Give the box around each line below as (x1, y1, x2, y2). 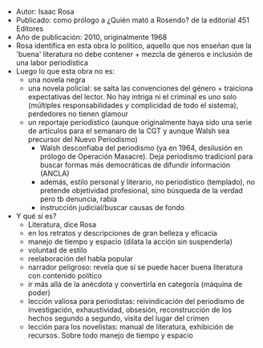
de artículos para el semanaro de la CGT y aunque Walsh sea (27, 126, 230, 136)
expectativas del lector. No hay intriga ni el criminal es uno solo (27, 92, 237, 101)
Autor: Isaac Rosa (15, 7, 75, 16)
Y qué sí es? (15, 212, 57, 221)
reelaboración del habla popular (27, 254, 134, 263)
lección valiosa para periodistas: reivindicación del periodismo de (27, 297, 245, 306)
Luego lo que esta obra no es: (15, 67, 115, 75)
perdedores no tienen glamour (27, 109, 129, 119)
